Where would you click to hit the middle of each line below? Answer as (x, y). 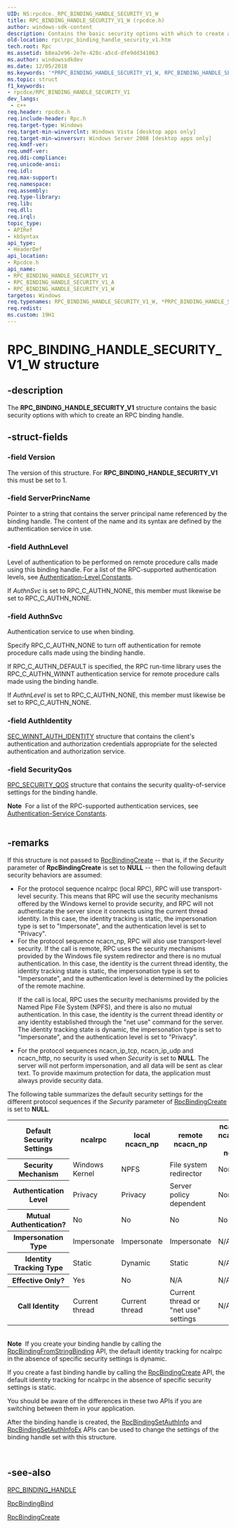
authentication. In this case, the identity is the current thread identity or (120, 1014)
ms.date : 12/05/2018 (38, 66)
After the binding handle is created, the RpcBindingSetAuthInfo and (105, 1422)
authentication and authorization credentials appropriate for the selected (112, 744)
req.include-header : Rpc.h (47, 118)
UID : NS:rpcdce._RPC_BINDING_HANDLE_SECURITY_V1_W (83, 14)
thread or (185, 1301)
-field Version (31, 457)
